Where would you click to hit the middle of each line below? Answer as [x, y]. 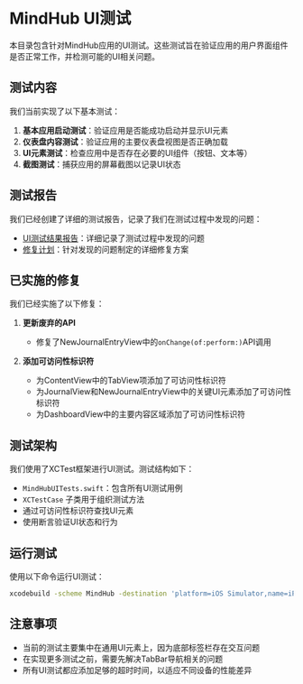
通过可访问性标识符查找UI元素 [78, 511]
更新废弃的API [49, 323]
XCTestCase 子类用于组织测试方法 [83, 499]
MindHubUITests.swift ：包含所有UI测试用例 [102, 488]
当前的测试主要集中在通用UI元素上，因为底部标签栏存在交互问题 [141, 647]
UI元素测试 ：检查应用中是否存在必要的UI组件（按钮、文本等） [137, 153]
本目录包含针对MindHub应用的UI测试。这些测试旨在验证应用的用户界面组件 [149, 45]
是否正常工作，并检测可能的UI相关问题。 [85, 56]
